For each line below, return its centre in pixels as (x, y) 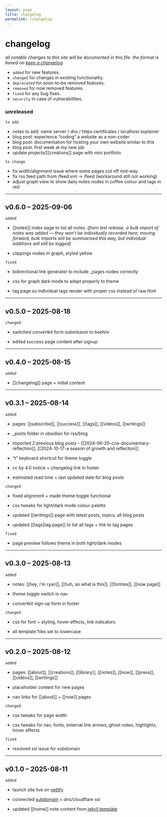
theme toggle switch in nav (40, 594)
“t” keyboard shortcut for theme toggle (52, 458)
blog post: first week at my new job (48, 147)
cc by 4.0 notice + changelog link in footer (56, 468)
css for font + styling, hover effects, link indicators (64, 622)
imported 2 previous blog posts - (46, 443)
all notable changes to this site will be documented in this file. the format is (82, 57)
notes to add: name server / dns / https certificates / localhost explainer (86, 131)
